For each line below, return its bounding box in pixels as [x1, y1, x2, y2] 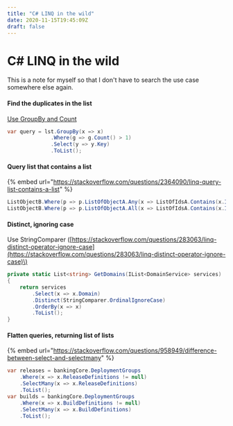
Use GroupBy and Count [7, 114, 77, 123]
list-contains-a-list [7, 185, 60, 194]
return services [19, 284, 67, 291]
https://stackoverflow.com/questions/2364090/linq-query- [53, 178, 222, 186]
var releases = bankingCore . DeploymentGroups [7, 367, 141, 375]
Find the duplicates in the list [7, 99, 92, 108]
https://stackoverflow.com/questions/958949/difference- [53, 346, 217, 355]
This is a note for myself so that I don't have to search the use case [7, 76, 200, 84]
